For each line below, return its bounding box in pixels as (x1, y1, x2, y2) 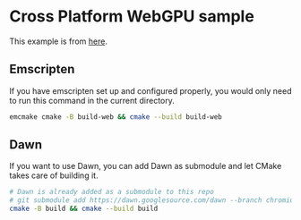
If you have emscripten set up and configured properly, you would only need (9, 85, 293, 96)
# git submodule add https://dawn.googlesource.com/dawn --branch (9, 196, 262, 205)
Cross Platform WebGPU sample (9, 6, 255, 27)
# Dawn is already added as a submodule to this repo (9, 188, 215, 197)
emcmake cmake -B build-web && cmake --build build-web (9, 112, 222, 122)
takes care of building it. (9, 170, 99, 181)
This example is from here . (9, 36, 107, 47)
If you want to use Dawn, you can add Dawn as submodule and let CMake (9, 161, 282, 172)
